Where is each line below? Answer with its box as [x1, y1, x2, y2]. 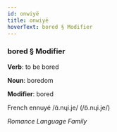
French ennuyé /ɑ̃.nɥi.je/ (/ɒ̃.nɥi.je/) [7, 103, 111, 112]
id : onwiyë [7, 10, 39, 18]
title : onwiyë [7, 17, 49, 24]
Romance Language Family [7, 117, 87, 125]
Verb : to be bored [7, 62, 59, 71]
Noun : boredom [7, 76, 54, 84]
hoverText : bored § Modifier [7, 23, 93, 30]
